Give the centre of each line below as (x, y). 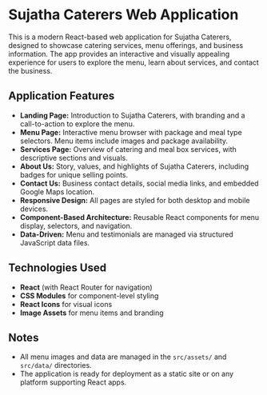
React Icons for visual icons (66, 304)
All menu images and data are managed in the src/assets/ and (123, 357)
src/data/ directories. (56, 365)
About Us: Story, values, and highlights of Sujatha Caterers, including (134, 166)
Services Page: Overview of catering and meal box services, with (128, 149)
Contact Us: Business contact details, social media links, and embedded (139, 183)
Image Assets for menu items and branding (92, 313)
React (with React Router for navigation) (86, 287)
